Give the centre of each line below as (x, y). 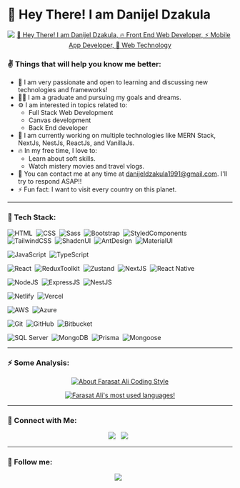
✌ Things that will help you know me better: (85, 64)
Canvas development (60, 120)
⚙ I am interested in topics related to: (72, 105)
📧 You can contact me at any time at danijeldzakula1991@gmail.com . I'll (122, 174)
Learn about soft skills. (62, 159)
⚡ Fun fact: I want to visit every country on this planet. (97, 189)
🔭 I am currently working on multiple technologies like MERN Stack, (117, 136)
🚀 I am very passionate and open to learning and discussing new (113, 82)
